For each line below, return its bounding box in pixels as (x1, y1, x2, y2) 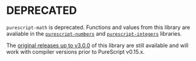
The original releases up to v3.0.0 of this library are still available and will (6, 42, 189, 49)
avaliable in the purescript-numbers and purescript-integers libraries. (6, 30, 182, 37)
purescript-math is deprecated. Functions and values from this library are (6, 24, 191, 31)
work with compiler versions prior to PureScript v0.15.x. (6, 48, 145, 55)
